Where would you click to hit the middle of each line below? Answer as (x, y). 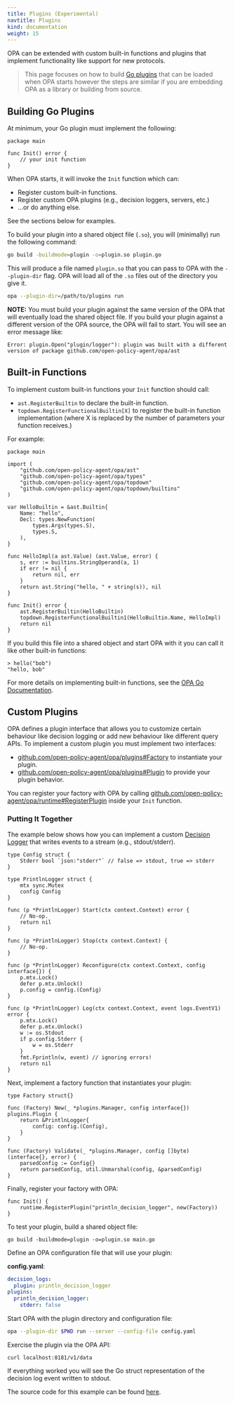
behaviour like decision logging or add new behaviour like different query (113, 736)
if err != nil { (44, 568)
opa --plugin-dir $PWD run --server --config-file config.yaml (102, 1331)
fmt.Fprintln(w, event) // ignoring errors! (86, 1058)
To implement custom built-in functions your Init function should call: (109, 389)
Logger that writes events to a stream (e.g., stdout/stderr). (91, 842)
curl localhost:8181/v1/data (50, 1357)
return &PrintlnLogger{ (55, 1120)
